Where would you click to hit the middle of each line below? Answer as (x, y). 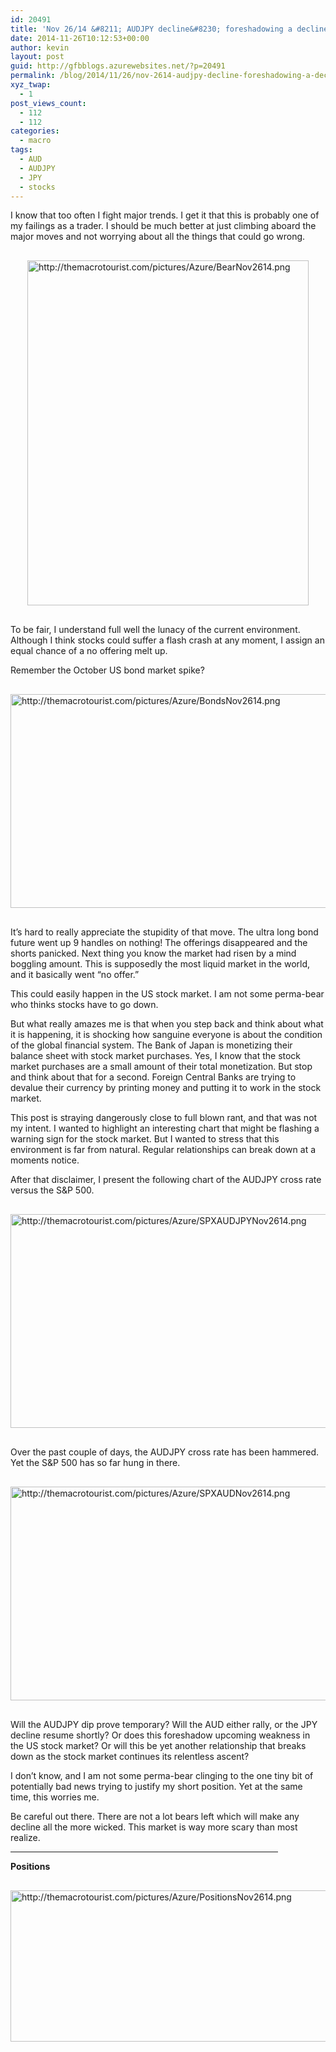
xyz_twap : (31, 85)
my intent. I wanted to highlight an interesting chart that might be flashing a (165, 1128)
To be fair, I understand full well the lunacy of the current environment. (155, 630)
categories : (35, 131)
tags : (21, 150)
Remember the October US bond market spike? (107, 670)
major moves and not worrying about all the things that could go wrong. (158, 237)
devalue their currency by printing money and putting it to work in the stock (166, 1088)
